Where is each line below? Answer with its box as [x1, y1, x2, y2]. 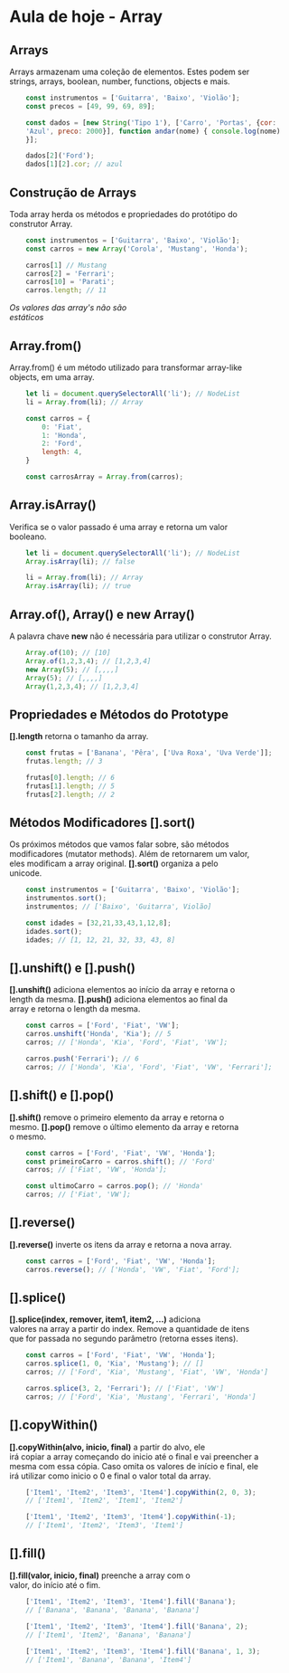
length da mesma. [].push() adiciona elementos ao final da [9, 993, 228, 1005]
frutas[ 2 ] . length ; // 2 [25, 790, 116, 799]
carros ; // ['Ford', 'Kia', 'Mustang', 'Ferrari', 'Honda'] [25, 1392, 256, 1402]
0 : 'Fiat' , [42, 423, 83, 432]
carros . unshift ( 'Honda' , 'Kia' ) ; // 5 [25, 1030, 172, 1039]
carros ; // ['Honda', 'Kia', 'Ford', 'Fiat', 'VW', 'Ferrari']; [25, 1062, 273, 1071]
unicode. [9, 868, 42, 879]
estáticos [9, 312, 44, 323]
